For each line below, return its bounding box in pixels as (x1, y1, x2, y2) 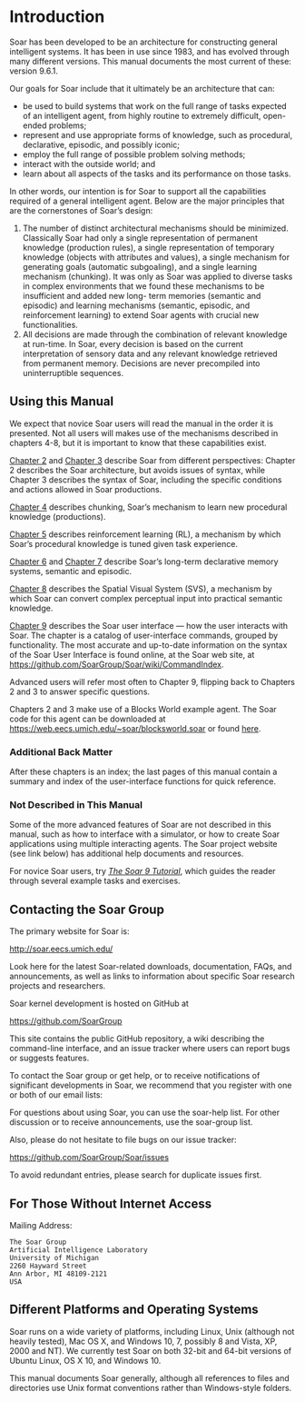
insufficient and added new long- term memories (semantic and (22, 290, 261, 301)
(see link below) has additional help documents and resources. (9, 848, 244, 860)
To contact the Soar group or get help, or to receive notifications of (9, 1070, 261, 1081)
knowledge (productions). (9, 511, 106, 522)
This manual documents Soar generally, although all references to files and (9, 1372, 290, 1383)
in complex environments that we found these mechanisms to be (22, 280, 265, 292)
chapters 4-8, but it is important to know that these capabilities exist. (9, 437, 267, 448)
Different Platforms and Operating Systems (9, 1302, 259, 1317)
